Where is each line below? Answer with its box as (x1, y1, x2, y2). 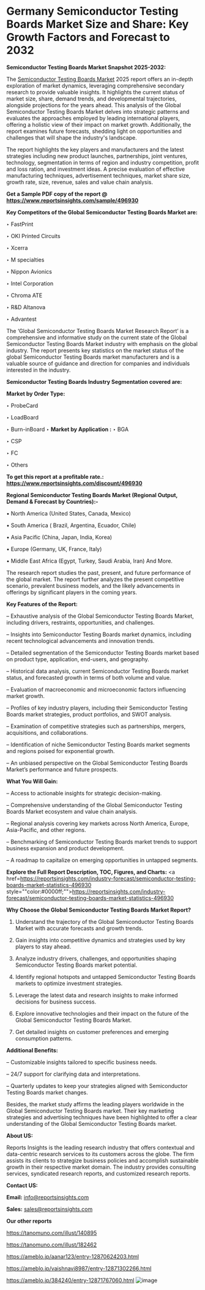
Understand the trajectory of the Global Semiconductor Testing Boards (15, 918, 194, 925)
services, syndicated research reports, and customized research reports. (6, 1169, 191, 1177)
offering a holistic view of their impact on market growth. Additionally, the (6, 121, 192, 128)
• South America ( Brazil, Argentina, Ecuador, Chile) (6, 522, 136, 529)
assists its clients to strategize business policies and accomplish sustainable (6, 1157, 199, 1164)
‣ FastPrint (6, 220, 34, 228)
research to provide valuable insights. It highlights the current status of (6, 88, 185, 96)
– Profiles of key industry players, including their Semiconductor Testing (6, 704, 188, 711)
